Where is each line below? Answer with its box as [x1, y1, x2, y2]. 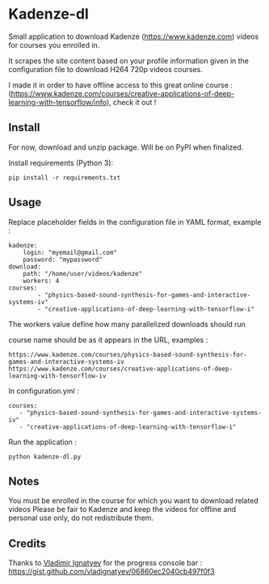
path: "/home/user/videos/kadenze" [23, 269, 143, 277]
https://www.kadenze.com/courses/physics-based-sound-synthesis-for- [8, 350, 248, 358]
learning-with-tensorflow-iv [8, 371, 107, 380]
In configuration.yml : [8, 386, 79, 396]
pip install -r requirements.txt [8, 173, 121, 182]
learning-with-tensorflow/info [8, 97, 107, 107]
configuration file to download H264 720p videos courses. [8, 64, 204, 74]
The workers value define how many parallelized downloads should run [8, 319, 246, 328]
